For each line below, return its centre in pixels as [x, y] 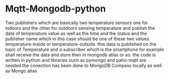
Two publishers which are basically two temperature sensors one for [77, 23]
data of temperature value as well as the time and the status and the [76, 33]
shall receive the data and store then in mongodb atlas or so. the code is [80, 55]
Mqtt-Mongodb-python [56, 9]
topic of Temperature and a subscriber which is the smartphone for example [85, 49]
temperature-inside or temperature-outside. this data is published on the [81, 44]
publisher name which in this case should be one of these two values [77, 39]
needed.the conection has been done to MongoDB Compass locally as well [83, 65]
